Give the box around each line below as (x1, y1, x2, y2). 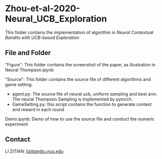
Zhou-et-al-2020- (5, 3, 80, 14)
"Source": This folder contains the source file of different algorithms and (5, 76, 151, 82)
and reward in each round (12, 106, 65, 112)
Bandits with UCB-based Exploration (5, 35, 79, 40)
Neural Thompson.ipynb (5, 67, 54, 73)
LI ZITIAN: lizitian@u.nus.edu (5, 148, 64, 154)
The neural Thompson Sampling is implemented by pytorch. (12, 96, 133, 102)
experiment (5, 121, 28, 127)
